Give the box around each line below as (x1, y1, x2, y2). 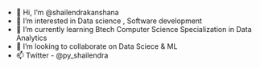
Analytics (15, 33, 47, 42)
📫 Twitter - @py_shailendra (15, 50, 109, 60)
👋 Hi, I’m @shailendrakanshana (15, 8, 119, 17)
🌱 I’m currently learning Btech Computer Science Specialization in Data (15, 25, 252, 34)
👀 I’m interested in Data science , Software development (15, 16, 203, 26)
